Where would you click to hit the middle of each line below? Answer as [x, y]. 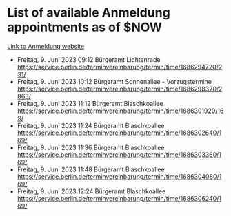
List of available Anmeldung [89, 13]
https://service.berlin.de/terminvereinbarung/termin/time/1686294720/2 [120, 67]
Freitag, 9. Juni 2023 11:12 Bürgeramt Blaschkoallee [90, 103]
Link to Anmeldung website [46, 46]
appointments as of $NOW [85, 27]
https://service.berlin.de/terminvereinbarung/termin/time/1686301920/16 [120, 111]
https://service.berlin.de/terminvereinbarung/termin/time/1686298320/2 [120, 89]
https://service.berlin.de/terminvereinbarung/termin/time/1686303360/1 [119, 154]
